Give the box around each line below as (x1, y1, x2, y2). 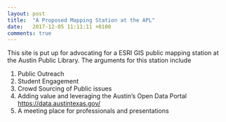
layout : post (7, 10, 46, 17)
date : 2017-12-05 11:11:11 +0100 (7, 23, 112, 30)
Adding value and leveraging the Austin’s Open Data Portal (17, 92, 187, 100)
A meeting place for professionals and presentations (17, 107, 170, 115)
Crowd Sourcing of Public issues (17, 84, 112, 93)
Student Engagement (17, 77, 79, 86)
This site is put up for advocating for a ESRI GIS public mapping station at (7, 49, 219, 57)
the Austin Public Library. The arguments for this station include (7, 56, 192, 65)
